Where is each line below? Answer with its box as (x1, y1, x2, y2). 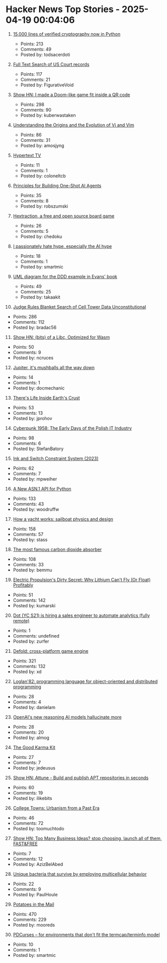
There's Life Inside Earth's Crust (13, 395, 80, 401)
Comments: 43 (13, 501, 44, 507)
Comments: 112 (13, 319, 45, 325)
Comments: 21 (20, 76, 51, 82)
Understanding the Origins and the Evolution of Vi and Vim (13, 122, 135, 128)
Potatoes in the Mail (13, 901, 54, 907)
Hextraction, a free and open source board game (13, 213, 115, 219)
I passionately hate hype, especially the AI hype (13, 243, 112, 249)
